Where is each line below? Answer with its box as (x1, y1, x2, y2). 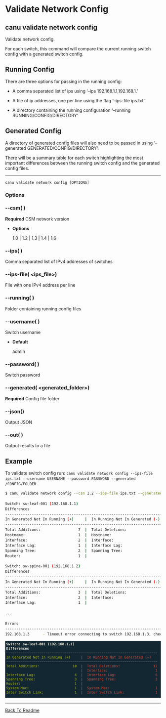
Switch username (5, 330, 41, 336)
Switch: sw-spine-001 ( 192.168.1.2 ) (5, 564, 81, 569)
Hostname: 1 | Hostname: (5, 533, 112, 538)
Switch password (5, 372, 41, 378)
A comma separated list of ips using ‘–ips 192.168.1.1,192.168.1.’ (12, 88, 138, 94)
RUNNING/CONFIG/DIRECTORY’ (12, 112, 78, 118)
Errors (5, 621, 19, 626)
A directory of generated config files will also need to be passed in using (5, 140, 153, 146)
